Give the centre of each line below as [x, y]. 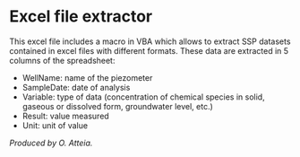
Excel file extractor [81, 17]
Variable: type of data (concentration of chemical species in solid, [144, 97]
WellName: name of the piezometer [87, 77]
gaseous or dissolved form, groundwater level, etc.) [117, 106]
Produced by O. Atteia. [51, 143]
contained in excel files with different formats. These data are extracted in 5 [149, 50]
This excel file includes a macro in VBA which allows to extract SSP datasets [150, 41]
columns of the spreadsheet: [62, 60]
